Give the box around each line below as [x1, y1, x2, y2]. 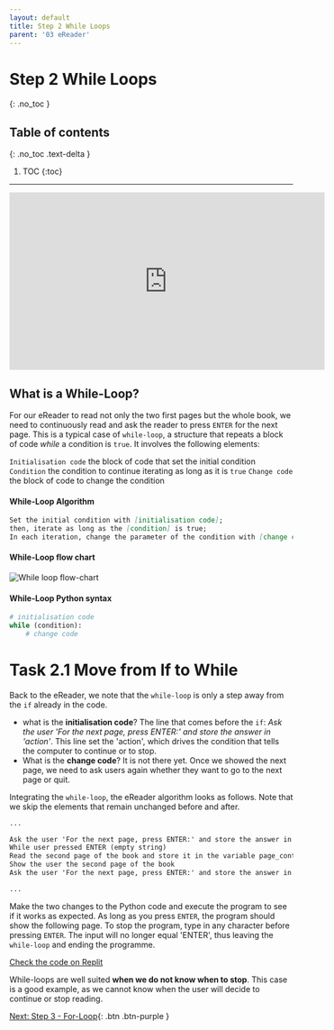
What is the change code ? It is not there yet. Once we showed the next [22, 754, 286, 766]
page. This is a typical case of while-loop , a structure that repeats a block [9, 429, 284, 440]
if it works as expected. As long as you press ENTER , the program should [9, 910, 275, 921]
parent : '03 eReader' [9, 30, 91, 39]
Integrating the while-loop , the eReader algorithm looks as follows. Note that [9, 791, 293, 802]
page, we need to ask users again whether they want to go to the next [22, 764, 283, 775]
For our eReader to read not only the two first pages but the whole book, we [9, 409, 291, 420]
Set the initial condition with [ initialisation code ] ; [9, 515, 223, 525]
